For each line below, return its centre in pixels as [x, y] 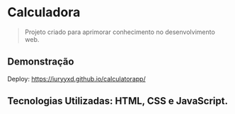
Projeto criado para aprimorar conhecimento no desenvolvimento [120, 32]
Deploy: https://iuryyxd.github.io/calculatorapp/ [77, 79]
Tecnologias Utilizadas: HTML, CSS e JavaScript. [118, 101]
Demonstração [41, 62]
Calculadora [44, 12]
